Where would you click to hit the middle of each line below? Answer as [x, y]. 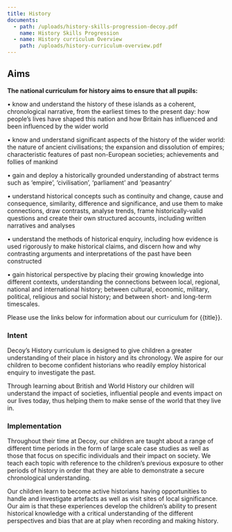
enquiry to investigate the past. [51, 372]
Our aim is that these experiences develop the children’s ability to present [112, 506]
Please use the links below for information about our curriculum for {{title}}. [115, 317]
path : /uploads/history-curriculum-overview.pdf [91, 46]
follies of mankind [33, 162]
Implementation [35, 426]
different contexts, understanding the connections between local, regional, [114, 282]
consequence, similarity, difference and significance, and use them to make [115, 203]
